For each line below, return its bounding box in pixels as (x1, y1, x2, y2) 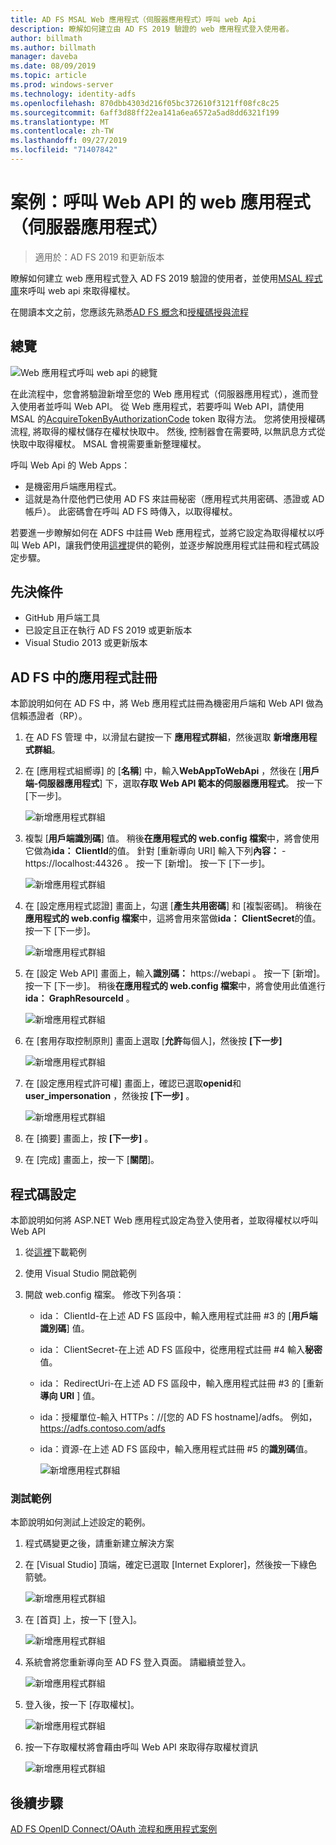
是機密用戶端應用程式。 (24, 480, 122, 492)
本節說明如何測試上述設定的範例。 (10, 1516, 151, 1528)
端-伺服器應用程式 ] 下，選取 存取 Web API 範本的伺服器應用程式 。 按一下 (24, 777, 323, 790)
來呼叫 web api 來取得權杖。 (19, 284, 136, 296)
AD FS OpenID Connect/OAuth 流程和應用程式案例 (10, 1823, 218, 1835)
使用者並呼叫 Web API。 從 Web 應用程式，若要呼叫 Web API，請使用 (18, 400, 305, 412)
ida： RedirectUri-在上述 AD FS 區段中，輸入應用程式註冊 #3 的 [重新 (39, 1377, 324, 1390)
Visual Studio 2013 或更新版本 (24, 637, 148, 649)
